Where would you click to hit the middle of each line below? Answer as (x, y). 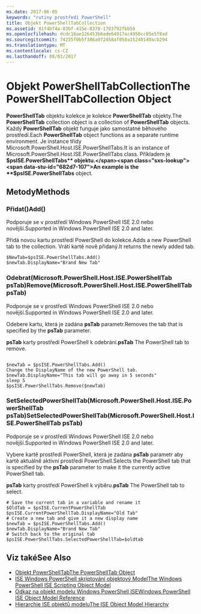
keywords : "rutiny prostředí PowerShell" (59, 17)
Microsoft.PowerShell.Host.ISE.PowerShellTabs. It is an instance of (88, 147)
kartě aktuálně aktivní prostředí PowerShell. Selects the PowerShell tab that (98, 461)
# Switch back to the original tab (51, 534)
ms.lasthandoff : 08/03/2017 (41, 56)
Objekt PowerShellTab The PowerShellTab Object (75, 572)
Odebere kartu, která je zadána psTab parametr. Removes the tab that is (94, 324)
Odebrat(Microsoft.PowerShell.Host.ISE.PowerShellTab (89, 278)
